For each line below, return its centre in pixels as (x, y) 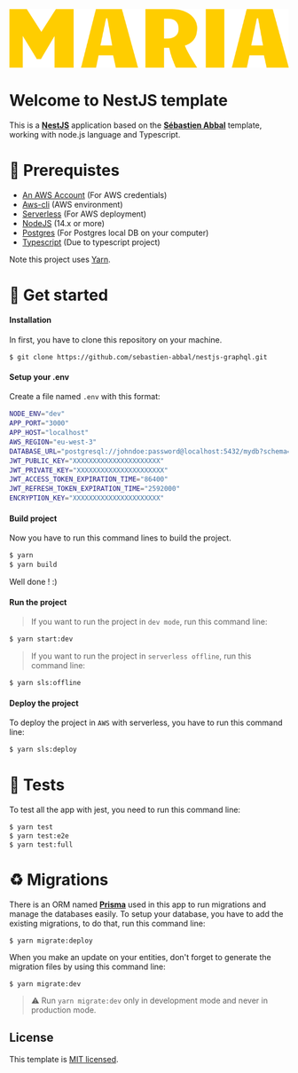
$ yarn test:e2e (39, 836)
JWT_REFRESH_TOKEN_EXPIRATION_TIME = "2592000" (94, 489)
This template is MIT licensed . (64, 1059)
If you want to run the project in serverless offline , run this (141, 656)
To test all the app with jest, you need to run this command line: (125, 809)
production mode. (63, 1010)
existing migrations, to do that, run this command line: (107, 923)
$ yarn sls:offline (45, 683)
